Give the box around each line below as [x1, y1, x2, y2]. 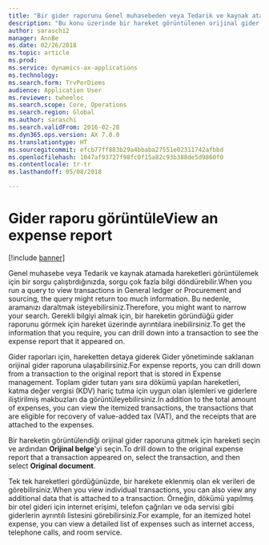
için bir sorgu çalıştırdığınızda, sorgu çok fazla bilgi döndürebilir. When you [8, 277, 252, 287]
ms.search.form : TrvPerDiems [8, 78, 106, 86]
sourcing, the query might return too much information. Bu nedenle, [8, 294, 231, 303]
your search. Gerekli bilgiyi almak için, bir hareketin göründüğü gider [8, 311, 234, 320]
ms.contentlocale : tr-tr [8, 161, 91, 169]
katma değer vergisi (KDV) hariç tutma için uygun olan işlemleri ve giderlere [8, 386, 258, 395]
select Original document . [8, 461, 96, 471]
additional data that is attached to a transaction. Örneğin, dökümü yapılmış [8, 493, 254, 503]
